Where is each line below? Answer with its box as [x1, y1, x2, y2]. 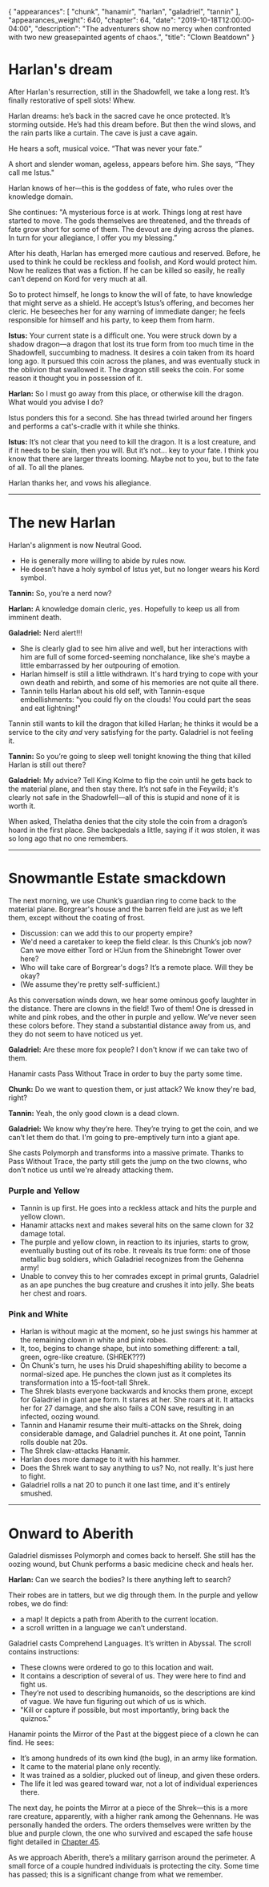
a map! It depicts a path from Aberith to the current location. [19, 1614, 219, 1624]
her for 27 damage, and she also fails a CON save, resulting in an [19, 1403, 235, 1413]
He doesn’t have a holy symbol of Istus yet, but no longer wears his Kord [19, 564, 260, 574]
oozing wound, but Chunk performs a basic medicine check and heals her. [8, 1560, 254, 1569]
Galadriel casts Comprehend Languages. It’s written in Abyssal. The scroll [8, 1638, 251, 1648]
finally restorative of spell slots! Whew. [8, 95, 136, 105]
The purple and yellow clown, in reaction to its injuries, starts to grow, [19, 1237, 250, 1247]
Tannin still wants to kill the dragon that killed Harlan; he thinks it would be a [8, 718, 259, 728]
